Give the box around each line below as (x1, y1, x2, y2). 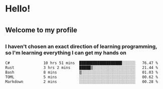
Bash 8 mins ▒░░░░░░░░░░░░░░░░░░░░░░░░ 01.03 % (5, 69, 158, 75)
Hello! (5, 3, 31, 14)
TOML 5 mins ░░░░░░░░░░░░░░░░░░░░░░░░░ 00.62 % (5, 74, 158, 79)
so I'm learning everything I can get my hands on (5, 49, 127, 56)
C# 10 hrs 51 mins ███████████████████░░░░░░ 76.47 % (5, 60, 158, 65)
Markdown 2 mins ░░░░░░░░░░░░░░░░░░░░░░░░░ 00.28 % (5, 79, 158, 84)
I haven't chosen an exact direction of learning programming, (5, 43, 157, 50)
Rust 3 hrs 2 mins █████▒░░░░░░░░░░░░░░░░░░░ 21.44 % (5, 65, 158, 70)
